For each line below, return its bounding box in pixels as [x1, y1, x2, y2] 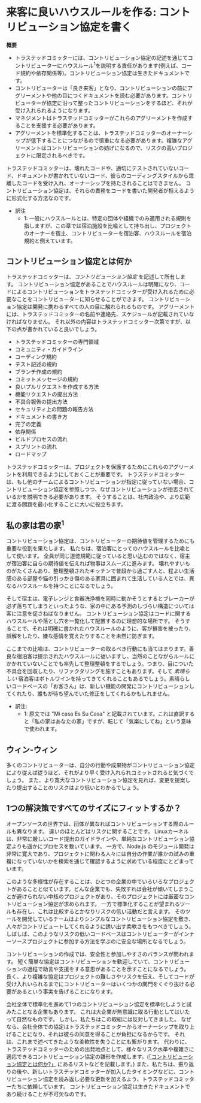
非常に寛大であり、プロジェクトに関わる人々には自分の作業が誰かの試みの [6, 850, 190, 857]
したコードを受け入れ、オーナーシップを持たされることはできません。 [11, 179, 184, 186]
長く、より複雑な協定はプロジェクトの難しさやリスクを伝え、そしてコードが [6, 972, 195, 980]
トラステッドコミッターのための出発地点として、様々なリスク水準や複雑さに [6, 1046, 194, 1053]
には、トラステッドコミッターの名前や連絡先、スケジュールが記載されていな [6, 311, 194, 318]
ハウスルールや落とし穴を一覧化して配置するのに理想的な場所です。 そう [6, 617, 185, 625]
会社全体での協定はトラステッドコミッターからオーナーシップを [22, 1023, 179, 1030]
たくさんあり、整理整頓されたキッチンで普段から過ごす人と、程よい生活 [16, 567, 195, 575]
